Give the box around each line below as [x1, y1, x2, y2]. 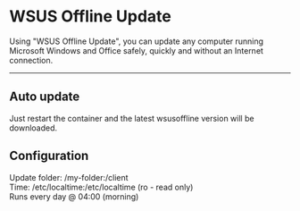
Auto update [9, 89, 80, 105]
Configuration [9, 148, 89, 164]
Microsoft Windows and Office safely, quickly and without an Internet [9, 45, 263, 55]
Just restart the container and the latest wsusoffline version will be [9, 113, 254, 123]
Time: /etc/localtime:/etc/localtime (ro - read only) [9, 181, 194, 192]
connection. [9, 55, 54, 65]
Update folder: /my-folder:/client [9, 172, 129, 182]
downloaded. [9, 122, 58, 133]
